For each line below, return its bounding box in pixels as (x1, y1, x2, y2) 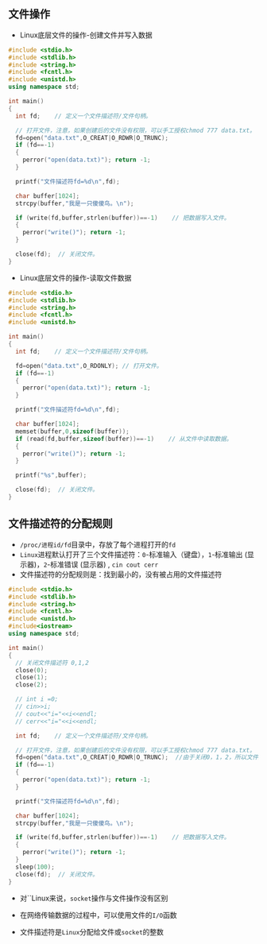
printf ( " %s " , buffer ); (15, 471, 87, 479)
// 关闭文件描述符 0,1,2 (15, 659, 89, 667)
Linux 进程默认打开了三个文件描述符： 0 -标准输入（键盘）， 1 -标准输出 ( (19, 549, 248, 559)
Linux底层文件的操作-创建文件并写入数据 (19, 30, 153, 40)
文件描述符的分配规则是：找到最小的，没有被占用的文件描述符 (19, 569, 222, 578)
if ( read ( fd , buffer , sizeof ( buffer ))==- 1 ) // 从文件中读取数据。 (15, 435, 233, 443)
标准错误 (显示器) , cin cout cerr (50, 559, 159, 569)
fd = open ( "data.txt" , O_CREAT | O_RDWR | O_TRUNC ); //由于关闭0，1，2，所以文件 (15, 753, 259, 761)
